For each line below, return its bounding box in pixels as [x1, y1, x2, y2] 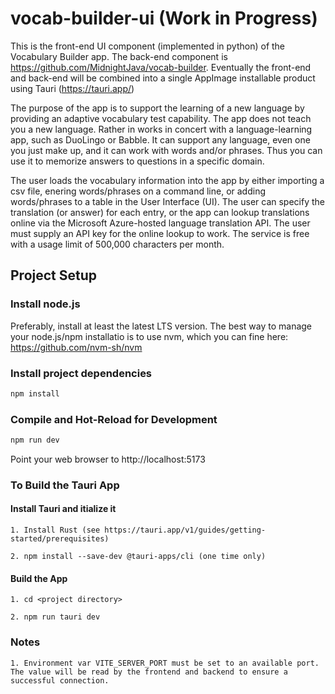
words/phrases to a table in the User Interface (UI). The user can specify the [10, 195, 325, 207]
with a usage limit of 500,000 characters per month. [10, 238, 225, 250]
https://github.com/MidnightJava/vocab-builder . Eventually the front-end [10, 61, 312, 73]
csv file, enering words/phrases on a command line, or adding [10, 185, 266, 197]
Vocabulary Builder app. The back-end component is [10, 50, 228, 62]
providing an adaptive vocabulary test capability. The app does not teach [10, 112, 312, 124]
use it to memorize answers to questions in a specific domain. [10, 155, 265, 167]
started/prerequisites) [10, 534, 110, 544]
